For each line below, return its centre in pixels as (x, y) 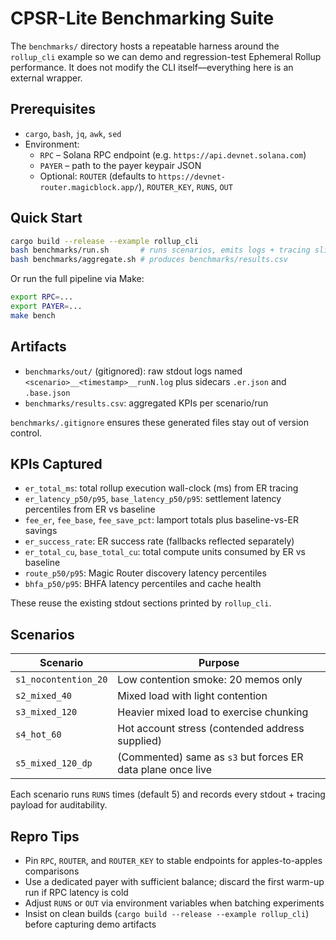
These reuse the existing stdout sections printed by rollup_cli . (141, 603)
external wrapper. (46, 78)
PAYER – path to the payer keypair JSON (120, 165)
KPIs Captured (56, 464)
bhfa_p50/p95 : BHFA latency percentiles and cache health (143, 584)
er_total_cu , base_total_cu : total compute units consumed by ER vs (165, 552)
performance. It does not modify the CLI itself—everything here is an (152, 67)
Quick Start (46, 218)
